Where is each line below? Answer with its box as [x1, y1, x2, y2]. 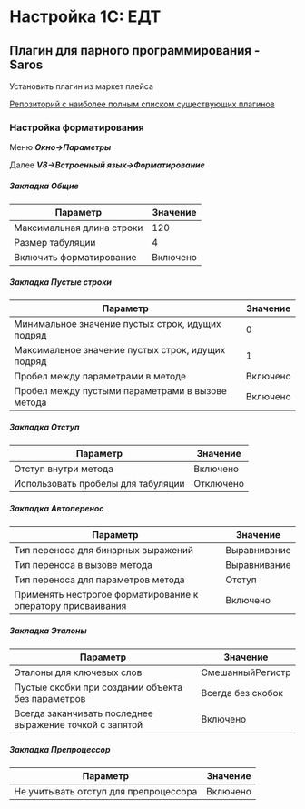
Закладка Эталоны [9, 625, 88, 636]
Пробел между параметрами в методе [14, 370, 187, 383]
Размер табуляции [14, 237, 96, 249]
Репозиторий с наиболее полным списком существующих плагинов [9, 98, 275, 109]
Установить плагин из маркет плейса [9, 81, 154, 92]
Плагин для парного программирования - [9, 43, 261, 58]
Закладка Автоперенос [9, 502, 104, 513]
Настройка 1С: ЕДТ [9, 6, 162, 27]
